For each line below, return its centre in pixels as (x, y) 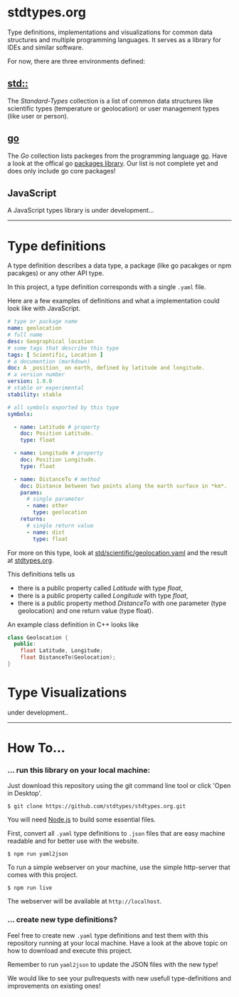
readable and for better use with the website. (73, 841)
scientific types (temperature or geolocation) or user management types (113, 108)
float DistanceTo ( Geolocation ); (68, 657)
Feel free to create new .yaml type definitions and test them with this (108, 935)
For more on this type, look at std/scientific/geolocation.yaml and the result (117, 552)
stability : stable (34, 394)
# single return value (60, 525)
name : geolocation (34, 328)
